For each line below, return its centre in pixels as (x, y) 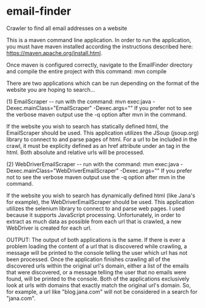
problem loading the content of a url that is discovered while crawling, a (97, 246)
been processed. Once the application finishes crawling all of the (88, 259)
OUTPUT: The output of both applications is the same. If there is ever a (96, 240)
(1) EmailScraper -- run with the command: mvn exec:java (79, 101)
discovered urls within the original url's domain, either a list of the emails (98, 266)
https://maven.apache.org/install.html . (54, 53)
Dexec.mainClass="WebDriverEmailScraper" (63, 170)
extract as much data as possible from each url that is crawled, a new (94, 221)
